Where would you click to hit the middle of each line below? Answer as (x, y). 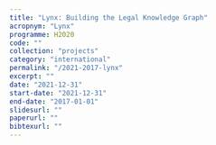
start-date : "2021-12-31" (58, 93)
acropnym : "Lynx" (42, 26)
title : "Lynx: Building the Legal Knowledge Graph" (108, 18)
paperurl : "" (34, 118)
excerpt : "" (32, 77)
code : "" (26, 43)
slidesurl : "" (36, 110)
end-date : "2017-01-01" (54, 101)
